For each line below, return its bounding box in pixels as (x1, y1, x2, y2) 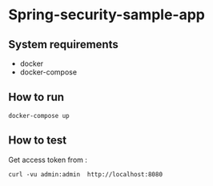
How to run (8, 91, 65, 104)
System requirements (8, 38, 119, 51)
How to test (8, 134, 66, 148)
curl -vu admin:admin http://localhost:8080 (8, 170, 163, 178)
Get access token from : (8, 155, 88, 164)
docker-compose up (8, 111, 70, 119)
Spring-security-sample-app (8, 6, 206, 24)
